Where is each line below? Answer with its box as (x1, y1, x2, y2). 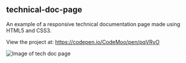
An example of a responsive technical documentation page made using (6, 20, 181, 27)
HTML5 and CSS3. (6, 27, 52, 34)
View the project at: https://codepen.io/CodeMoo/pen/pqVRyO (6, 38, 160, 45)
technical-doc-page (6, 5, 83, 15)
